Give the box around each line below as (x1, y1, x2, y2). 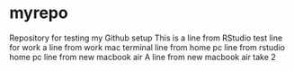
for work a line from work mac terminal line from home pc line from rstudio (9, 41, 286, 52)
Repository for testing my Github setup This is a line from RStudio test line (9, 32, 283, 43)
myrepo (9, 3, 69, 23)
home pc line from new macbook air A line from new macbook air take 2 (9, 51, 276, 62)
